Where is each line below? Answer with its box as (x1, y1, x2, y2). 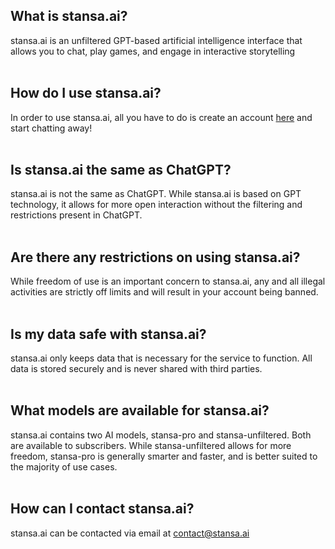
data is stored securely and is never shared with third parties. (10, 363, 263, 375)
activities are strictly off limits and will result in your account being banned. (10, 286, 319, 298)
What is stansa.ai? (10, 8, 128, 25)
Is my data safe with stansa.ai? (10, 325, 207, 343)
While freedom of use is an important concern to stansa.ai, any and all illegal (10, 275, 326, 288)
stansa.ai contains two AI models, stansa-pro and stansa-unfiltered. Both (10, 429, 312, 441)
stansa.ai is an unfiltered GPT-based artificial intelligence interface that (10, 34, 303, 46)
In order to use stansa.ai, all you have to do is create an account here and (10, 111, 313, 123)
